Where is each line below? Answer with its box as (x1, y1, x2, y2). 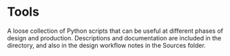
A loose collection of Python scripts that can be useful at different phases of (7, 27, 224, 35)
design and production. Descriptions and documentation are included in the (7, 33, 222, 42)
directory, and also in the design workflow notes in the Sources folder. (7, 41, 207, 49)
